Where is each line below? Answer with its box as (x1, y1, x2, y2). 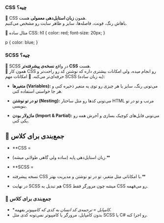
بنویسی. (12, 103, 27, 109)
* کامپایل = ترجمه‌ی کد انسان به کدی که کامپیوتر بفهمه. (12, 206, 111, 213)
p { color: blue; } (5, 39, 38, 45)
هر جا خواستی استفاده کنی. (12, 88, 63, 94)
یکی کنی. (12, 118, 29, 124)
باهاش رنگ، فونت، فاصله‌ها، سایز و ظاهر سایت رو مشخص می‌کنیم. (5, 20, 128, 26)
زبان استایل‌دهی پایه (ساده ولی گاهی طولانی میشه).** (12, 155, 110, 160)
